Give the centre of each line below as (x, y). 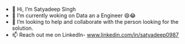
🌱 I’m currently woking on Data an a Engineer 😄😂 (74, 15)
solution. (22, 28)
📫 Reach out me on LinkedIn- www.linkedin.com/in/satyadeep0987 (95, 35)
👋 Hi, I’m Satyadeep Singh (44, 9)
